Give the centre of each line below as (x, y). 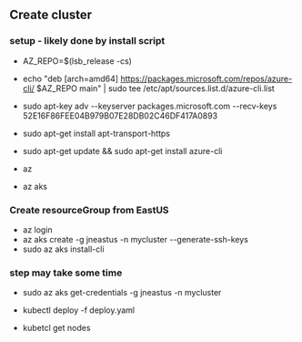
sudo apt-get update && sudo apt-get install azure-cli (122, 150)
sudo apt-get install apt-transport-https (96, 133)
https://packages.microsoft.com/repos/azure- (206, 78)
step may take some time (66, 273)
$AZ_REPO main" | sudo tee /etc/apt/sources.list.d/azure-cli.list (155, 88)
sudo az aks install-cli (63, 249)
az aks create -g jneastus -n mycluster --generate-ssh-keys (135, 239)
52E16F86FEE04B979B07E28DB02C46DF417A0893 (120, 115)
